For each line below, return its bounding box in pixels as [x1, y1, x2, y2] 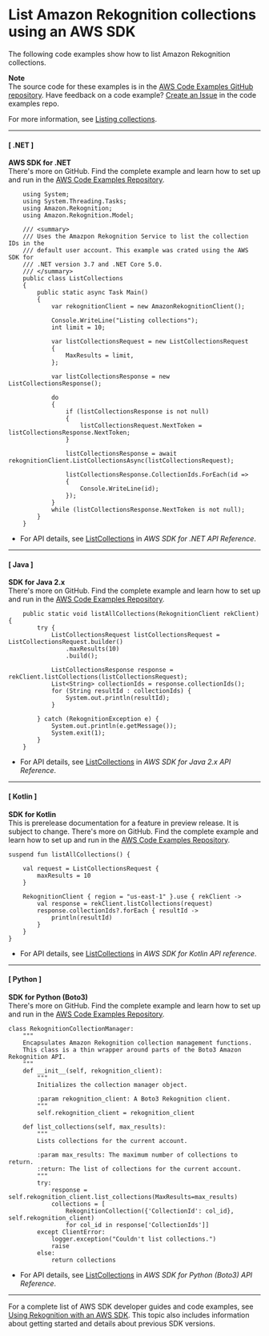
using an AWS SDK [8, 22, 136, 41]
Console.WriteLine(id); [79, 485, 159, 493]
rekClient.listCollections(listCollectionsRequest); [8, 673, 188, 682]
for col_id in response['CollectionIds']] [65, 1221, 210, 1229]
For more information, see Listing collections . [8, 114, 158, 123]
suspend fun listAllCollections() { [8, 851, 130, 859]
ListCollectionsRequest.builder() [8, 638, 124, 646]
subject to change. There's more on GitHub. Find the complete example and [8, 827, 259, 836]
